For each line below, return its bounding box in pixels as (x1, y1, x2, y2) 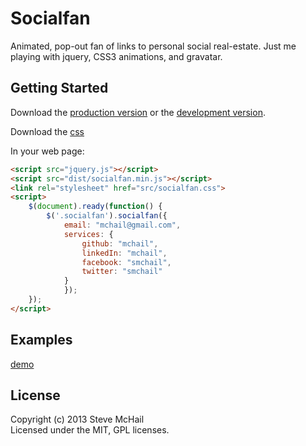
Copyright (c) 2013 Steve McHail (10, 413, 145, 426)
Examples (10, 332, 73, 349)
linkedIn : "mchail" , (81, 248, 168, 258)
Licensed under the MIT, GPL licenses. (10, 424, 170, 436)
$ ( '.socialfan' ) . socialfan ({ (46, 211, 168, 221)
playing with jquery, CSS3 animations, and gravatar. (10, 50, 223, 62)
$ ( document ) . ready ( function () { (28, 202, 163, 212)
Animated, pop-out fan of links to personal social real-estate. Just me (10, 40, 297, 52)
